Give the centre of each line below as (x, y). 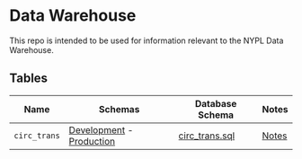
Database (216, 103)
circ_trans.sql (207, 136)
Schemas (119, 109)
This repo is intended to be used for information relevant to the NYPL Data (147, 40)
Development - (101, 129)
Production (92, 141)
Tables (28, 79)
